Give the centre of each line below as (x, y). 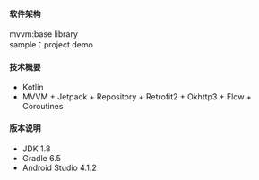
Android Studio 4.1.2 (59, 167)
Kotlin (33, 87)
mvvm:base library (43, 34)
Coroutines (43, 107)
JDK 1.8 (36, 149)
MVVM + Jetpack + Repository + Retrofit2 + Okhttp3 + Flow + (137, 97)
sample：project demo (52, 45)
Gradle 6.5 (41, 158)
